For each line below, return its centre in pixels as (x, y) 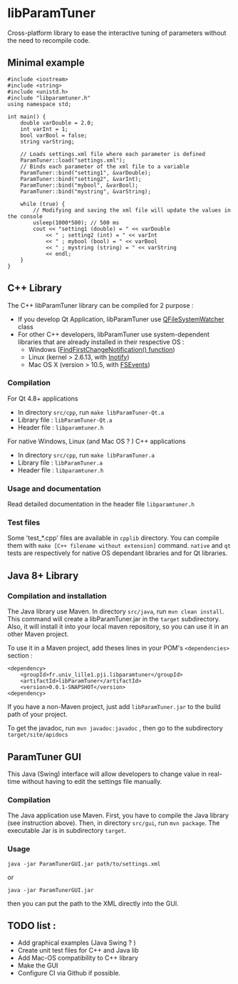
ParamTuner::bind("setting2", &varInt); (81, 179)
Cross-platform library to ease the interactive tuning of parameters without (117, 33)
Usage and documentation (54, 488)
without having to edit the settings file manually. (92, 781)
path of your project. (37, 715)
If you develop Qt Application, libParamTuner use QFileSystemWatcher (121, 319)
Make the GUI (38, 965)
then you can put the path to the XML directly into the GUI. (93, 903)
